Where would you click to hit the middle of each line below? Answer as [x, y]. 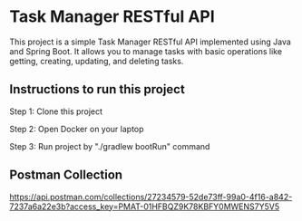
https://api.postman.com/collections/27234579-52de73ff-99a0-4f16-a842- [151, 197]
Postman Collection [66, 175]
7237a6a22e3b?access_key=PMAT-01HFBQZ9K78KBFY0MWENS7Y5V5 [144, 207]
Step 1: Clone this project [56, 111]
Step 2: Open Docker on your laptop [77, 129]
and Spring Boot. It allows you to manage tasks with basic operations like [146, 51]
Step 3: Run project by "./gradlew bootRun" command [110, 146]
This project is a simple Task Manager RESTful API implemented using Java [151, 42]
